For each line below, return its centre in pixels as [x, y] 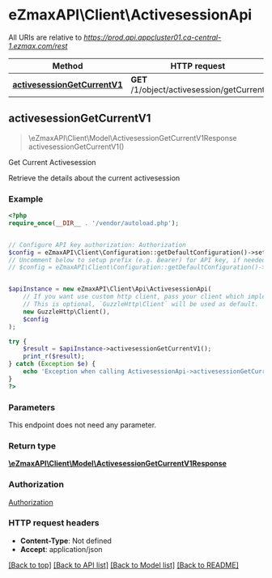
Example [26, 198]
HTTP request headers [54, 523]
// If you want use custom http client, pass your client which [134, 297]
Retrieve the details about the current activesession [94, 178]
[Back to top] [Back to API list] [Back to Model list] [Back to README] [123, 565]
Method [68, 66]
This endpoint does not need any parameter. [82, 425]
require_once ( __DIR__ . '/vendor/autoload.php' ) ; [94, 223]
